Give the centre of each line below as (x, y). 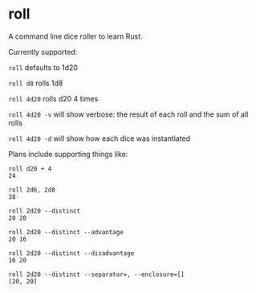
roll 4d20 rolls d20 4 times (53, 98)
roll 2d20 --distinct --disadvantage (71, 253)
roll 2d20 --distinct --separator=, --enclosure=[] (96, 274)
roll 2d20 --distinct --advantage (66, 232)
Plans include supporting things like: (68, 154)
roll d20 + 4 (30, 169)
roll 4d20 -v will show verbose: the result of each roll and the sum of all (128, 114)
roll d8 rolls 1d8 (36, 83)
